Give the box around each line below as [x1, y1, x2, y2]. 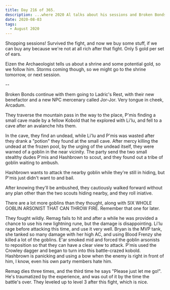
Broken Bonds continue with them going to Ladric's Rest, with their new [5, 91, 154, 98]
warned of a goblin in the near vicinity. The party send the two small [5, 149, 148, 155]
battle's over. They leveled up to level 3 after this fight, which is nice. [5, 279, 148, 285]
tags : [5, 21, 17, 27]
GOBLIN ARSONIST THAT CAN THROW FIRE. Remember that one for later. [5, 205, 160, 211]
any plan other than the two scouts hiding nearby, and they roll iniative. [5, 190, 153, 196]
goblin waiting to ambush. [5, 159, 59, 166]
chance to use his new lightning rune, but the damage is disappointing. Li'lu [5, 220, 163, 227]
